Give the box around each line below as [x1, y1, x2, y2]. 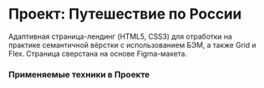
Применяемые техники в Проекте [8, 69, 150, 80]
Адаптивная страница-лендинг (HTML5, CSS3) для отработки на [8, 31, 232, 41]
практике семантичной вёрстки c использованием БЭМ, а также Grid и [8, 40, 257, 49]
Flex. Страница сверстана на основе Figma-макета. [8, 48, 188, 58]
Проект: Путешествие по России [8, 5, 242, 23]
